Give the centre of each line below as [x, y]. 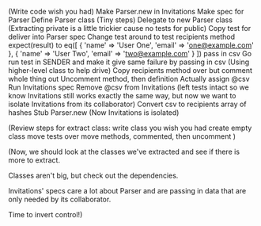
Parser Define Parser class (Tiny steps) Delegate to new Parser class [121, 20]
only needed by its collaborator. [60, 199]
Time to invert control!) [45, 215]
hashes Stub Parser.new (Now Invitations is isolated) [94, 113]
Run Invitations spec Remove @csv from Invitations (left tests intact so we [129, 87]
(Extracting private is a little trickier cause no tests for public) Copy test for [130, 28]
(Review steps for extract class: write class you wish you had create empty [130, 128]
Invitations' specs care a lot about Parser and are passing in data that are [127, 191]
